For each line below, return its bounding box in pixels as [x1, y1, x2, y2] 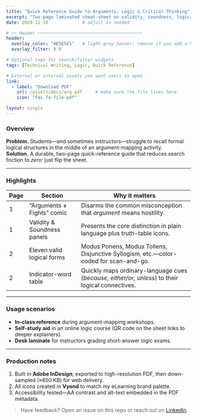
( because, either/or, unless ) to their [81, 274, 179, 282]
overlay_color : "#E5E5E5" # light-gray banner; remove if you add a [11, 41, 188, 47]
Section [41, 191, 63, 200]
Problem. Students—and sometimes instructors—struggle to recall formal [6, 138, 184, 145]
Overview [6, 124, 35, 132]
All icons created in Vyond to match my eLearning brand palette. [14, 383, 171, 390]
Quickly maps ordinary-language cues [81, 267, 188, 275]
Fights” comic [29, 209, 67, 217]
